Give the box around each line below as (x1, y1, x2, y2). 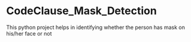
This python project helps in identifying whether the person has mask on (6, 24, 186, 31)
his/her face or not (6, 30, 52, 37)
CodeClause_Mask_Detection (6, 4, 157, 18)
